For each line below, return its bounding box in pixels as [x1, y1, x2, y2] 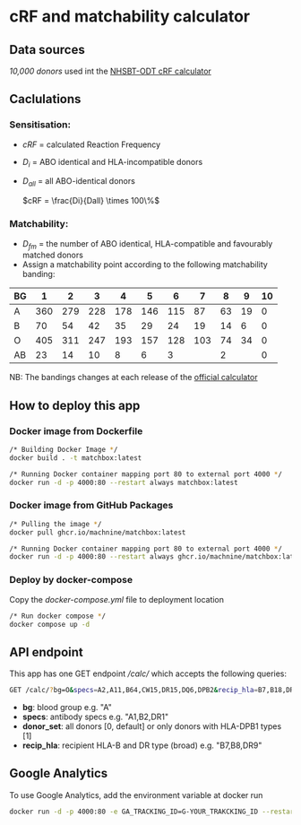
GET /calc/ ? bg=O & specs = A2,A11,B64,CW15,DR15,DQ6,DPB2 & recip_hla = [9, 686, 258, 695]
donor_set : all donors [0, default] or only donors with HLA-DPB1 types [21, 721, 282, 732]
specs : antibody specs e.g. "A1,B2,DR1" [21, 711, 168, 723]
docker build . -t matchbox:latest [9, 453, 142, 463]
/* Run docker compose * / [9, 612, 106, 621]
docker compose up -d [9, 620, 90, 629]
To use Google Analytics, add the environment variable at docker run [9, 789, 263, 800]
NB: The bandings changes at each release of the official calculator [9, 372, 258, 383]
